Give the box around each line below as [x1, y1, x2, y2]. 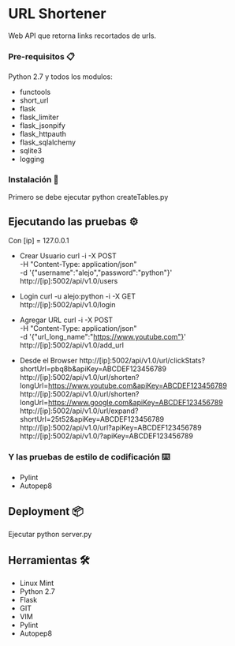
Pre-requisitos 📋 [8, 51, 75, 62]
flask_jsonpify [19, 121, 65, 130]
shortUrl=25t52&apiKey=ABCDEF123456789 [19, 415, 165, 424]
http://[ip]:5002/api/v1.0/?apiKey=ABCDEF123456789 [19, 431, 193, 441]
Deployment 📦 [8, 505, 84, 518]
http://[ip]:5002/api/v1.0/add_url [19, 340, 125, 350]
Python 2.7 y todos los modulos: [8, 72, 113, 81]
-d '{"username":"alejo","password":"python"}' [19, 268, 173, 277]
